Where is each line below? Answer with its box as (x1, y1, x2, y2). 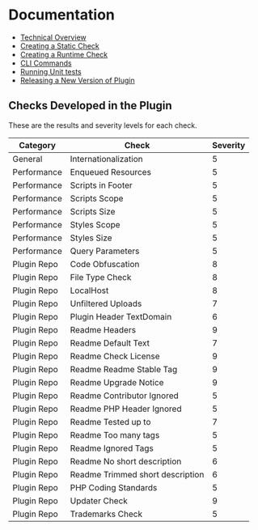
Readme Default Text (70, 337, 150, 349)
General (12, 153, 43, 164)
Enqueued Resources (70, 166, 152, 177)
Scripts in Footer (70, 180, 133, 191)
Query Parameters (70, 245, 140, 257)
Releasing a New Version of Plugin (19, 75, 135, 85)
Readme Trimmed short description (70, 469, 205, 480)
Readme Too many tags (70, 429, 160, 440)
